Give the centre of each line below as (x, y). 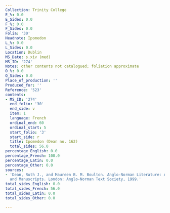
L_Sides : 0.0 (19, 48)
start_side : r (25, 137)
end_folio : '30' (27, 104)
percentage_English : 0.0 (31, 151)
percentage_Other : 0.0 (29, 165)
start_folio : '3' (28, 132)
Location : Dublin (24, 52)
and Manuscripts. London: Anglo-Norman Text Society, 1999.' (76, 179)
